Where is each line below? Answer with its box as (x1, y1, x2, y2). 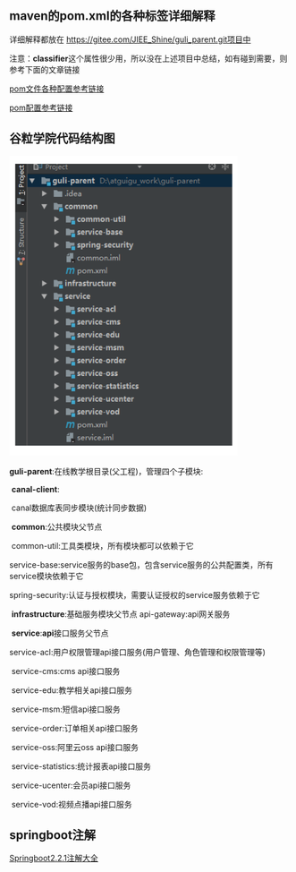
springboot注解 (9, 827, 97, 843)
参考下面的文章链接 (9, 64, 80, 74)
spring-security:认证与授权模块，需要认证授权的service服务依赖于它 (9, 589, 260, 600)
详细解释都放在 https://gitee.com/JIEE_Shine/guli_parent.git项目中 (9, 34, 251, 45)
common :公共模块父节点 (11, 521, 103, 532)
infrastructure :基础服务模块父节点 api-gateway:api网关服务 (11, 608, 231, 620)
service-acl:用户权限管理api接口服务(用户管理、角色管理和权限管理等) (9, 646, 266, 657)
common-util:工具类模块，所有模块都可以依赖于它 (11, 540, 194, 551)
